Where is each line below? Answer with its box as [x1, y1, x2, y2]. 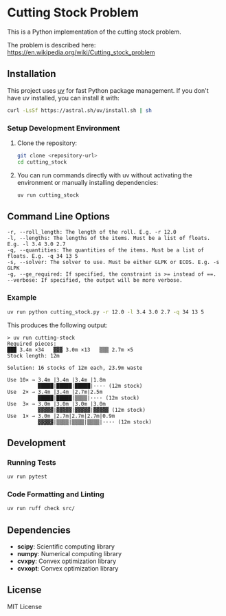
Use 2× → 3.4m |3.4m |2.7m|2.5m [7, 388, 103, 395]
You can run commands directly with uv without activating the [16, 170, 192, 179]
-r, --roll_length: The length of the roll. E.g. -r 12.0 [7, 229, 177, 236]
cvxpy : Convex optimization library [16, 557, 117, 565]
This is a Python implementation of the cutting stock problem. [7, 27, 181, 36]
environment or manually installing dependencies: [16, 178, 159, 186]
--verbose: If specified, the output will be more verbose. [7, 277, 183, 284]
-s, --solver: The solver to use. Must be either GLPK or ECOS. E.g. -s [7, 259, 220, 266]
